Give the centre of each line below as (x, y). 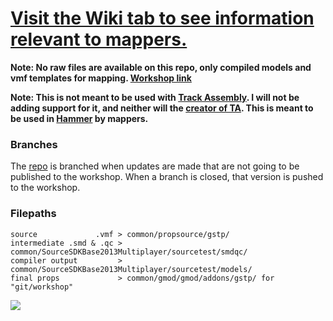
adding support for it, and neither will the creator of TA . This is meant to (162, 108)
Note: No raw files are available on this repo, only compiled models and (161, 67)
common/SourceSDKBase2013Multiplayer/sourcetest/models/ (131, 269)
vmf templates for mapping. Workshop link (101, 78)
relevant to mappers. (99, 39)
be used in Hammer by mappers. (79, 118)
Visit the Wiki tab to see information (162, 18)
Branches (34, 144)
